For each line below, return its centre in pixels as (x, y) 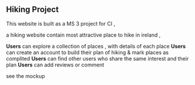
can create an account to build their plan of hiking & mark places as (87, 52)
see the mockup (25, 76)
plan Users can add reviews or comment (55, 65)
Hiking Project (32, 10)
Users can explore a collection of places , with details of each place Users (96, 46)
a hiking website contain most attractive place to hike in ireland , (83, 35)
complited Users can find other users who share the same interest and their (97, 58)
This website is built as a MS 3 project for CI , (61, 23)
